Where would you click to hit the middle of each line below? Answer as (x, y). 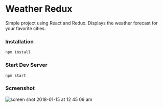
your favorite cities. (26, 28)
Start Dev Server (26, 65)
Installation (20, 41)
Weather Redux (39, 9)
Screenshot (20, 88)
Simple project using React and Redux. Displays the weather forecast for (82, 23)
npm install (18, 52)
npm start (16, 75)
